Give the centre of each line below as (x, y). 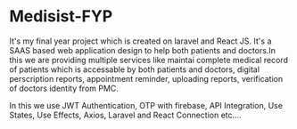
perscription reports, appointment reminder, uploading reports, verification (146, 78)
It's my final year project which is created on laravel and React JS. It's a (140, 41)
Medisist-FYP (61, 16)
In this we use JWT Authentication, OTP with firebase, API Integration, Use (146, 105)
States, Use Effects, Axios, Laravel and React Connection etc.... (126, 115)
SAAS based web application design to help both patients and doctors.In (143, 50)
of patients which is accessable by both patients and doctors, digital (135, 69)
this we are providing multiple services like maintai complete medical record (148, 60)
